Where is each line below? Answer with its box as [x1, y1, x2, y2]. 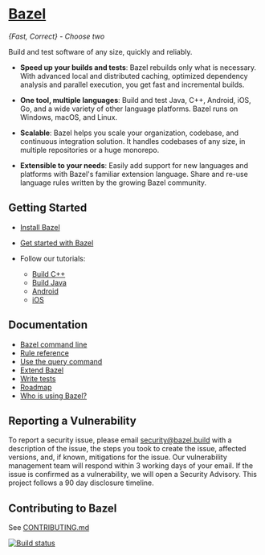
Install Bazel [19, 222, 60, 232]
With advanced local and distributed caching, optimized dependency [19, 71, 248, 80]
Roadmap [19, 382, 52, 392]
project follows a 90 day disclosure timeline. [8, 478, 154, 487]
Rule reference [19, 347, 70, 358]
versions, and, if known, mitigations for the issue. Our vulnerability [8, 452, 227, 462]
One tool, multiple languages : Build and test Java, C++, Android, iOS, [19, 95, 251, 105]
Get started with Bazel [19, 238, 94, 248]
